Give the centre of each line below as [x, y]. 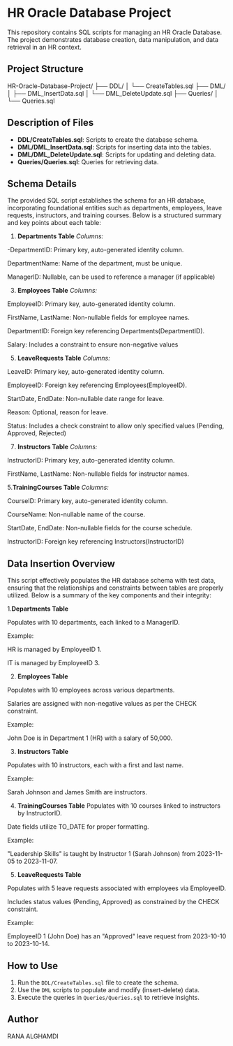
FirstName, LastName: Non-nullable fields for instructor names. [98, 474]
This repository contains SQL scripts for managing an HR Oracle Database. [115, 32]
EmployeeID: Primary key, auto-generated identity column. [91, 304]
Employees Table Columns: [57, 291]
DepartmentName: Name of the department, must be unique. [95, 263]
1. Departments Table [38, 609]
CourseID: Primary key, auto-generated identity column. [88, 501]
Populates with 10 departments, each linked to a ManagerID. [93, 623]
